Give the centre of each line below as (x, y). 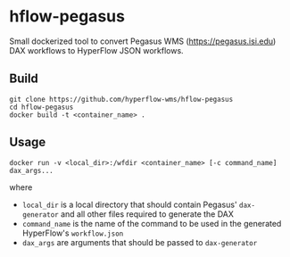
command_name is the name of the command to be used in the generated (152, 223)
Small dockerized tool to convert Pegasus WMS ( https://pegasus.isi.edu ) (143, 41)
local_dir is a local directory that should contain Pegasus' (130, 204)
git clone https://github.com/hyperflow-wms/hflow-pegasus (121, 99)
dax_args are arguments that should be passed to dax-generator (140, 242)
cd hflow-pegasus (41, 107)
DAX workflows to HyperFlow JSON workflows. (97, 50)
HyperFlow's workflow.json (73, 233)
